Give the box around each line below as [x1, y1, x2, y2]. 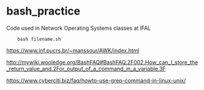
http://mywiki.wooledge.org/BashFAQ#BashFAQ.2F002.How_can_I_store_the [6, 58, 198, 66]
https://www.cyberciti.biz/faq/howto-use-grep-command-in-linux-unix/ [6, 77, 186, 84]
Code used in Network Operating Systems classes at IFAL [6, 24, 151, 32]
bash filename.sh [17, 36, 62, 42]
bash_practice [6, 4, 80, 18]
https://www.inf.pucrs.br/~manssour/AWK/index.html [6, 47, 139, 54]
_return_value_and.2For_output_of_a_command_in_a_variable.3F [6, 65, 166, 72]
